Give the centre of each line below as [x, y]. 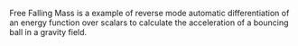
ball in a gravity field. [48, 32]
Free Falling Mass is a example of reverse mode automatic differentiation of [149, 13]
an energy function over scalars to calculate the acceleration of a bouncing [149, 23]
